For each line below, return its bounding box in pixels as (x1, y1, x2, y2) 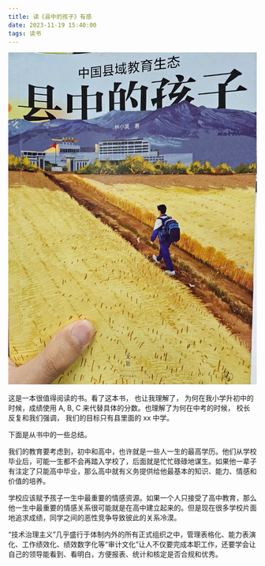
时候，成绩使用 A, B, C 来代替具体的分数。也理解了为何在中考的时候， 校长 (8, 403, 251, 413)
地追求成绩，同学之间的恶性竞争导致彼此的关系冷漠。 (8, 513, 181, 523)
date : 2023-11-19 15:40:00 (8, 21, 97, 29)
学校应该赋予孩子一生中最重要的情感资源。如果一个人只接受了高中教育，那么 (8, 493, 257, 503)
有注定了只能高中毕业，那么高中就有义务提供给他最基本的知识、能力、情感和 (8, 466, 257, 476)
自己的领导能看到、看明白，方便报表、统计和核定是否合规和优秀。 (8, 549, 222, 559)
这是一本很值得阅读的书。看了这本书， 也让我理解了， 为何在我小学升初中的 (8, 394, 254, 403)
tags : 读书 (8, 29, 42, 37)
